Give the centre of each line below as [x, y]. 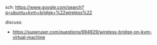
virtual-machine [29, 37]
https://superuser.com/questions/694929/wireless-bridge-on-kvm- [82, 32]
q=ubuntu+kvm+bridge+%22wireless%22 [49, 12]
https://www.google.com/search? [49, 7]
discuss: [14, 22]
